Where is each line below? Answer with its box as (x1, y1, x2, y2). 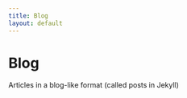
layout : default (8, 19, 63, 27)
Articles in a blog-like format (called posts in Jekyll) (8, 80, 180, 90)
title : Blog (8, 11, 48, 20)
